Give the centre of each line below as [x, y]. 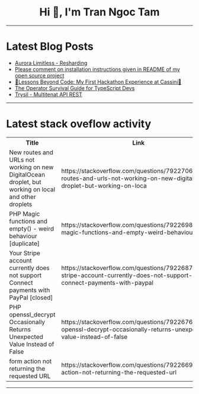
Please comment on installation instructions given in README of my [97, 69]
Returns [20, 329]
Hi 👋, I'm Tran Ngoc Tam [99, 12]
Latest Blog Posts [50, 47]
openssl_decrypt [32, 315]
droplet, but [25, 182]
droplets [21, 204]
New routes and [31, 152]
